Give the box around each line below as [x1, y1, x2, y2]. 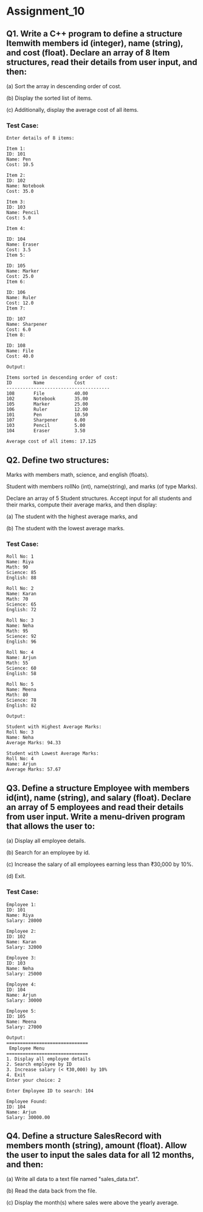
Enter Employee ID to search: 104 [6, 1087, 94, 1094]
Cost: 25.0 [6, 274, 34, 280]
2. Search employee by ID [6, 1061, 72, 1067]
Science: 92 [6, 634, 36, 640]
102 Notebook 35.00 [6, 396, 88, 402]
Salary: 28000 [6, 917, 43, 924]
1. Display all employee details [6, 1056, 91, 1062]
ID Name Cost [6, 380, 86, 386]
